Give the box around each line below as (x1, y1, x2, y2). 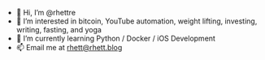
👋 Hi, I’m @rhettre (15, 8, 76, 17)
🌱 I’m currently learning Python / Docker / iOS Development (15, 33, 215, 43)
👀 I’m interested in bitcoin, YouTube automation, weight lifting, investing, (15, 16, 258, 26)
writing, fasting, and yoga (15, 25, 102, 34)
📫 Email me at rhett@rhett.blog (15, 43, 123, 52)
